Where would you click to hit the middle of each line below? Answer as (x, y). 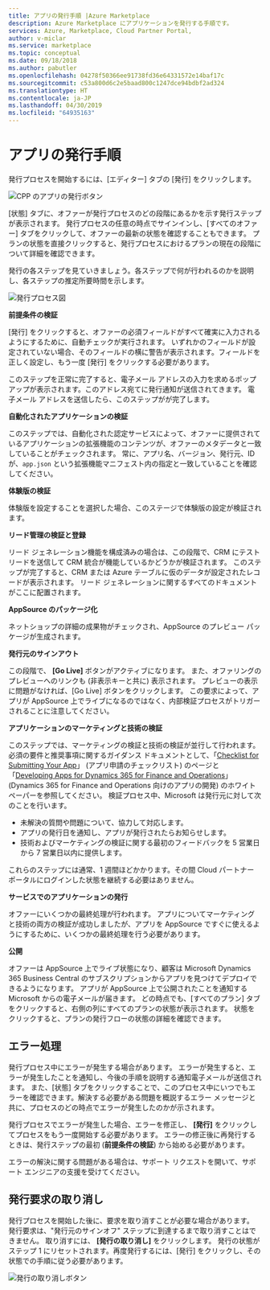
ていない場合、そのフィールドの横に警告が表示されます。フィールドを (145, 351)
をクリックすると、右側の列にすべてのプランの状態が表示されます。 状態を (132, 1008)
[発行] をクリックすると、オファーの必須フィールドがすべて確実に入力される (135, 331)
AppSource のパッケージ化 (53, 609)
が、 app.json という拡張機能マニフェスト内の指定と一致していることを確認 (133, 463)
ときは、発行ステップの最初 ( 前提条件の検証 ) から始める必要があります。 (129, 1144)
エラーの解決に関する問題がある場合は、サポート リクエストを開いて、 (125, 1161)
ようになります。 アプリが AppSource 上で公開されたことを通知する (135, 988)
